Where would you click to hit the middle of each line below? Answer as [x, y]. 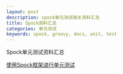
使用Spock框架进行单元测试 [41, 65]
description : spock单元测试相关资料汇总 [53, 17]
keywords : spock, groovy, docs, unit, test [62, 34]
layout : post [23, 12]
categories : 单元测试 [32, 29]
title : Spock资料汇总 [32, 23]
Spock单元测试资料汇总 [35, 52]
